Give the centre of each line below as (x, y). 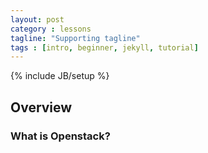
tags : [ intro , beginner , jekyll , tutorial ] (104, 47)
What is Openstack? (60, 136)
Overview (41, 107)
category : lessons (51, 29)
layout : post (37, 19)
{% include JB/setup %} (60, 76)
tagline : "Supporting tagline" (75, 38)
